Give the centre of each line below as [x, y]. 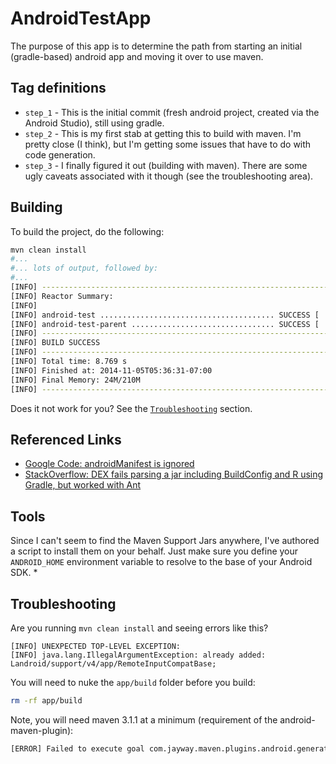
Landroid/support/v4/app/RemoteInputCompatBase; [113, 664]
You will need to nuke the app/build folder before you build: [133, 682]
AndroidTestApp [81, 18]
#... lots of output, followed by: [84, 268]
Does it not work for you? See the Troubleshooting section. [131, 408]
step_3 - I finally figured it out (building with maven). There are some [166, 165]
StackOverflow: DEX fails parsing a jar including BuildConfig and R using [174, 474]
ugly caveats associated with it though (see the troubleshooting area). [169, 176]
